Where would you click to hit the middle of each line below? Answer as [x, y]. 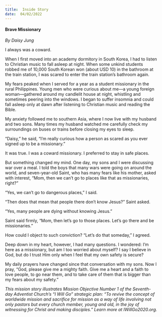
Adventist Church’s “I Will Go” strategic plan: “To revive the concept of [84, 294]
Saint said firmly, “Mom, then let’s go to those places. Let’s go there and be [80, 220]
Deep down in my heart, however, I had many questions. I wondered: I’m [77, 244]
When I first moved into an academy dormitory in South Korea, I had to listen [81, 59]
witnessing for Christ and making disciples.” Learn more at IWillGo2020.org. [81, 309]
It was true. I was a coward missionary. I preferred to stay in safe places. [77, 153]
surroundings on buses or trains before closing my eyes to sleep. [70, 129]
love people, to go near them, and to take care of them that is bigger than [78, 274]
